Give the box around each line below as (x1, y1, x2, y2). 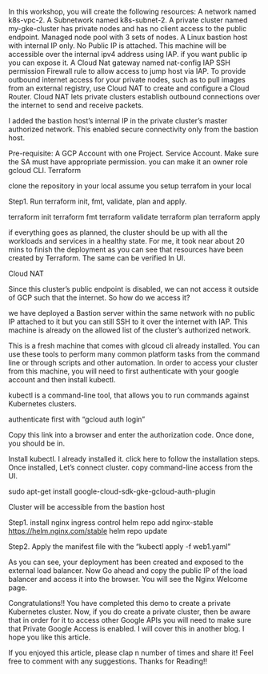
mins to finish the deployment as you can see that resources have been (8, 244, 244, 254)
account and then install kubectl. (8, 375, 116, 384)
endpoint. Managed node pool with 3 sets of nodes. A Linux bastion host (8, 32, 248, 42)
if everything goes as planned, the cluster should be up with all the (8, 228, 228, 237)
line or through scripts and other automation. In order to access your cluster (8, 358, 258, 367)
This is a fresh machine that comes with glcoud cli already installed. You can (8, 341, 260, 350)
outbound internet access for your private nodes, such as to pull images (8, 75, 246, 84)
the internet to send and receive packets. (8, 100, 144, 110)
